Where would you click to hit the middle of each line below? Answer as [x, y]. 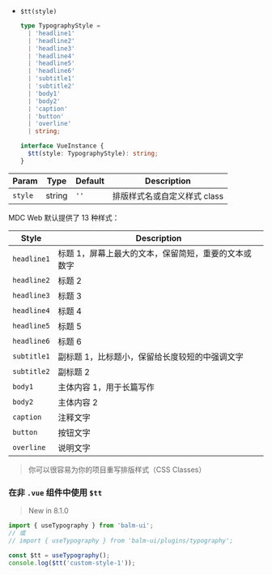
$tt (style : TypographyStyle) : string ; [93, 153]
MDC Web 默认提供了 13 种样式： [64, 217]
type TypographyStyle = [60, 26]
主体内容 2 [78, 402]
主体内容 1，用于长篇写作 [106, 387]
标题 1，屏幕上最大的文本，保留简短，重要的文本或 [155, 253]
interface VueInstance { [62, 146]
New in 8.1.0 [48, 511]
